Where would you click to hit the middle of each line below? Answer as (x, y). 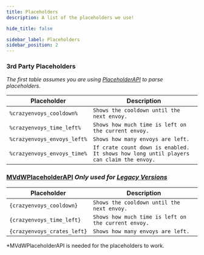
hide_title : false (29, 29)
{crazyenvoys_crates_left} (48, 231)
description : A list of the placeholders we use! (70, 18)
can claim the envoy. (124, 160)
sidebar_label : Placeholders (43, 39)
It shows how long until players (141, 154)
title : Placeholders (32, 12)
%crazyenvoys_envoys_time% (48, 154)
